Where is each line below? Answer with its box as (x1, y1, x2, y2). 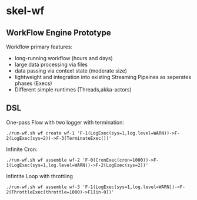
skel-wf (6, 4, 45, 18)
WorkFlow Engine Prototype (6, 28, 111, 38)
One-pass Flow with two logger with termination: (6, 119, 125, 126)
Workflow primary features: (6, 43, 72, 50)
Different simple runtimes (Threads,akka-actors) (14, 86, 132, 93)
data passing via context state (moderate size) (14, 67, 128, 74)
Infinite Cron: (6, 146, 38, 153)
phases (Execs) (14, 80, 52, 87)
